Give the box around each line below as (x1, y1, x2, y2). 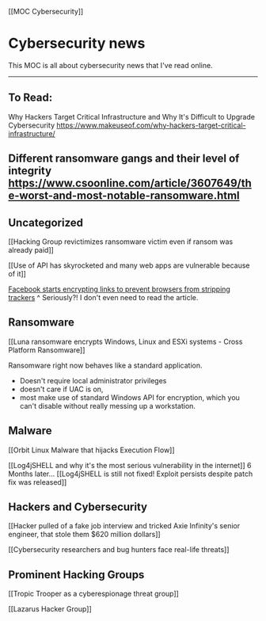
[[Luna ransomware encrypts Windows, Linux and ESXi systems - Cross (8, 337, 243, 346)
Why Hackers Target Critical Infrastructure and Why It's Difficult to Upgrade (8, 112, 256, 121)
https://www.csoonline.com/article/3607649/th (8, 177, 252, 190)
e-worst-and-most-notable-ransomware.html (8, 189, 240, 203)
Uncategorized (8, 215, 84, 229)
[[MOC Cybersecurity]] (8, 7, 84, 16)
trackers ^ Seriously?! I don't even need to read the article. (8, 292, 199, 302)
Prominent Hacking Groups (8, 568, 145, 581)
